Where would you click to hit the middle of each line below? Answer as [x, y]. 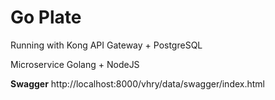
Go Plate [46, 17]
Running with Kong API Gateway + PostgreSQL [106, 45]
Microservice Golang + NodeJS [75, 64]
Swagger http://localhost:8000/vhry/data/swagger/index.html [137, 83]
